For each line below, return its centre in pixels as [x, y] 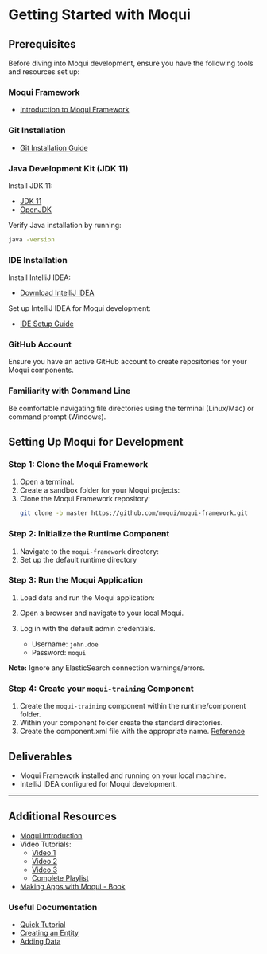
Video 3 [44, 870]
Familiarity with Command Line [70, 391]
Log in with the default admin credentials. [87, 628]
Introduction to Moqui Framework [74, 110]
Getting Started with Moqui [99, 15]
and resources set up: [44, 72]
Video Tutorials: [45, 844]
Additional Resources [62, 817]
